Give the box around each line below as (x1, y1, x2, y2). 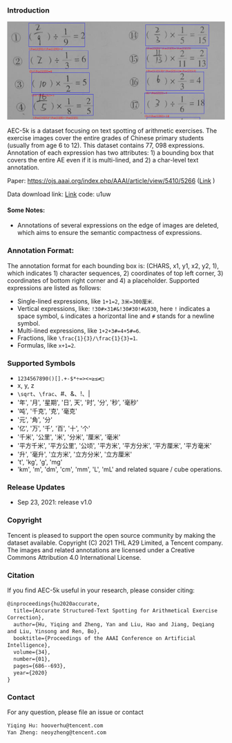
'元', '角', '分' (17, 415, 53, 424)
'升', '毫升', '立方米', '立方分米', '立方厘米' (17, 450, 133, 458)
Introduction (7, 6, 50, 15)
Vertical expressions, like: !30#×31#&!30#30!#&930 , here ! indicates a (17, 304, 211, 312)
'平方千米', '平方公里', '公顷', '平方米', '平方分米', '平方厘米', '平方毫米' (17, 441, 212, 449)
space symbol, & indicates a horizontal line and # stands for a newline (17, 312, 215, 320)
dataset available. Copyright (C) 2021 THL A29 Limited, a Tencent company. (7, 538, 223, 547)
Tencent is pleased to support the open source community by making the (7, 531, 216, 539)
